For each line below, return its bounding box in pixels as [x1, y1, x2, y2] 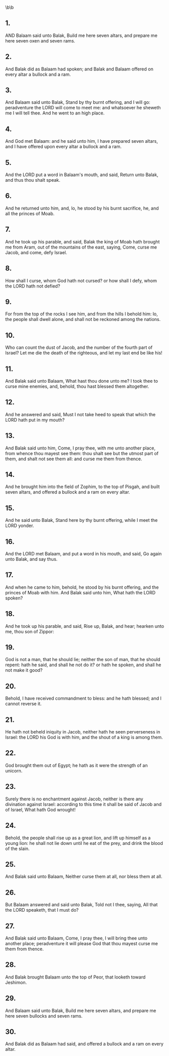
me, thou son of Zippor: [5, 628, 54, 634]
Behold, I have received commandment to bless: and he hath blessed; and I [5, 696, 161, 702]
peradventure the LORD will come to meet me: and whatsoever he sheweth [5, 105, 161, 111]
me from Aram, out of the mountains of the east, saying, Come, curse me [5, 244, 157, 250]
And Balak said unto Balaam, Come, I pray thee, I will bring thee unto [5, 935, 148, 941]
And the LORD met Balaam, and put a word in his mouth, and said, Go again [5, 551, 162, 556]
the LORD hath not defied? [5, 283, 61, 289]
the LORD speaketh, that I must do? [5, 907, 79, 913]
